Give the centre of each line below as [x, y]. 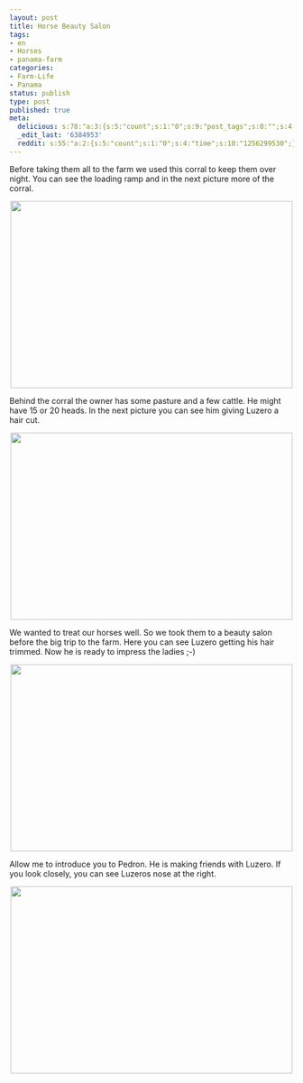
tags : [19, 34]
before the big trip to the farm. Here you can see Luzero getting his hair [142, 642]
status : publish [40, 93]
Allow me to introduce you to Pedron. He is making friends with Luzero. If [145, 864]
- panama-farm [36, 60]
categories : [32, 69]
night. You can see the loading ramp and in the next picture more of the [142, 179]
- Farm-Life [32, 77]
